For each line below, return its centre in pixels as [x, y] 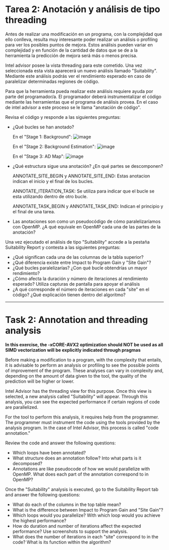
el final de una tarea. [34, 211]
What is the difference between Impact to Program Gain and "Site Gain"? [88, 510]
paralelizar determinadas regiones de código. [52, 81]
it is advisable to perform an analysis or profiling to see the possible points [82, 365]
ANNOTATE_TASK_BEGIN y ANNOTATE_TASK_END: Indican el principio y [88, 206]
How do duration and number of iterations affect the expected [77, 526]
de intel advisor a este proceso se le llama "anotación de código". [73, 107]
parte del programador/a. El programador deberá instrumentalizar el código [83, 97]
